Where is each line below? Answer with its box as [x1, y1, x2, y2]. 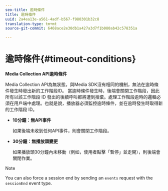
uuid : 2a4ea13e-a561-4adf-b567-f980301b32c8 [5, 16, 99, 21]
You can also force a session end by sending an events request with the [5, 175, 153, 181]
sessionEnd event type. [5, 180, 52, 186]
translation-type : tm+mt [5, 21, 57, 26]
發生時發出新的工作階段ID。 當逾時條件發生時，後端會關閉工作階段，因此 [9, 88, 160, 94]
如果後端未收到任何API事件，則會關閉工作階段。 [12, 128, 112, 134]
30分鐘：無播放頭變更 [12, 138, 58, 144]
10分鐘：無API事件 [12, 117, 51, 123]
